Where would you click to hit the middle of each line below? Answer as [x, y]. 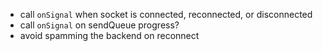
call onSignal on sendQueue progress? [99, 25]
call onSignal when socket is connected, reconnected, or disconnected [166, 14]
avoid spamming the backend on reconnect [109, 35]
